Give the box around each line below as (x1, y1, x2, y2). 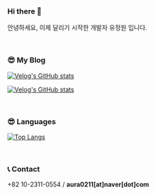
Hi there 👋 (7, 6, 43, 16)
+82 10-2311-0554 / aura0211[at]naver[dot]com (7, 180, 150, 189)
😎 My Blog (7, 55, 46, 65)
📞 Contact (7, 164, 40, 174)
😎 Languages (7, 116, 57, 126)
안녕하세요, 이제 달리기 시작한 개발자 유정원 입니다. (7, 23, 147, 32)
